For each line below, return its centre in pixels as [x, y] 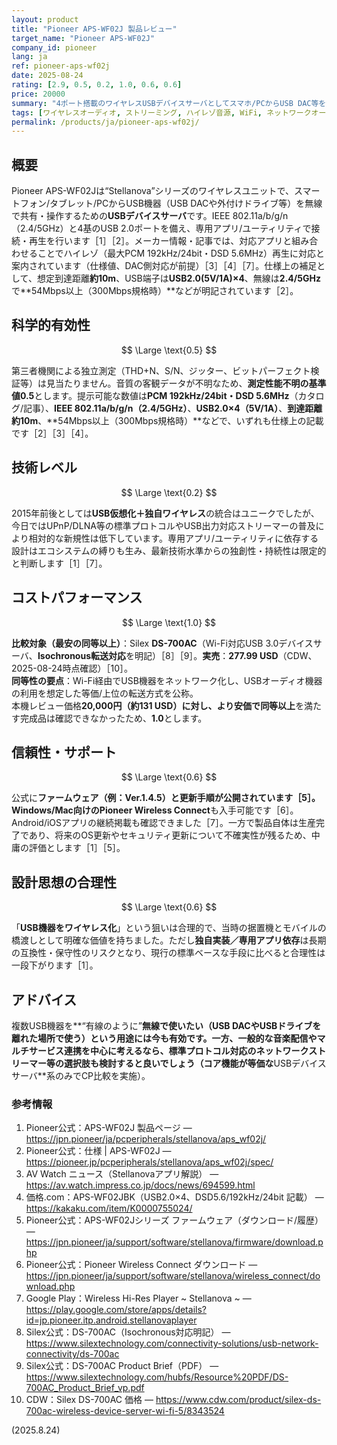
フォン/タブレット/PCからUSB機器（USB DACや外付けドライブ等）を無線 [171, 203]
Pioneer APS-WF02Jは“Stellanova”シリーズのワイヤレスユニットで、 [152, 191]
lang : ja [29, 57]
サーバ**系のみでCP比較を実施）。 [81, 1075]
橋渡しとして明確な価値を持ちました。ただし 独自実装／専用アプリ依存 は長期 [169, 940]
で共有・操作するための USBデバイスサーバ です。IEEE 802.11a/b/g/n [150, 216]
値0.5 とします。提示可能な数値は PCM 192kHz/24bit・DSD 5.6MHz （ [155, 395]
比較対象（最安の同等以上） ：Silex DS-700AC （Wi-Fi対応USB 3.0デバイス [162, 643]
